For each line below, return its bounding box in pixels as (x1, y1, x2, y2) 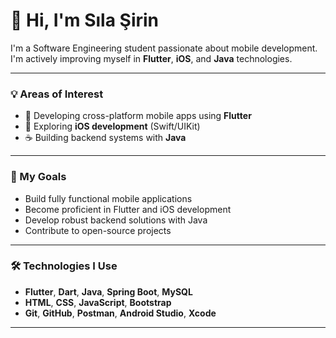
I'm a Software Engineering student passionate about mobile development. (10, 42, 318, 54)
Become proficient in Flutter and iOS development (24, 203, 232, 215)
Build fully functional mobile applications (24, 192, 193, 204)
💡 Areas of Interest (10, 87, 104, 101)
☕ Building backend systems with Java (24, 132, 187, 144)
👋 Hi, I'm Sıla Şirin (10, 9, 160, 32)
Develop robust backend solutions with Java (24, 214, 208, 226)
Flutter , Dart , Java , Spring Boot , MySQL (24, 285, 193, 298)
